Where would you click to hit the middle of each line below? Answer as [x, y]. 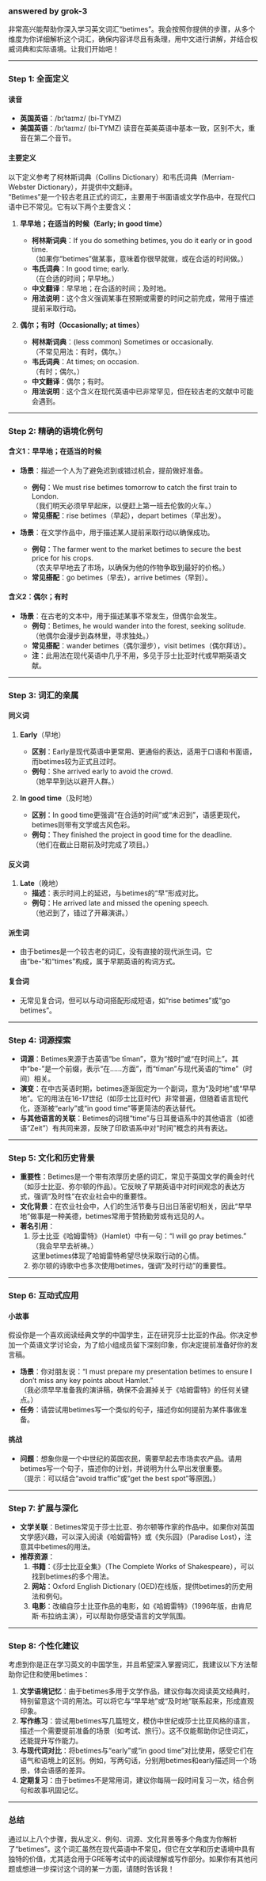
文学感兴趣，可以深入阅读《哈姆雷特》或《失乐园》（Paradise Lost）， [132, 1537]
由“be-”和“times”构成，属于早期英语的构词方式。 [99, 961]
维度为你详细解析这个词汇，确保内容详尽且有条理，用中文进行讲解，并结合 [129, 39]
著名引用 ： [37, 1226]
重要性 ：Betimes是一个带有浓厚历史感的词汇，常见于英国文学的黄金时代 [137, 1176]
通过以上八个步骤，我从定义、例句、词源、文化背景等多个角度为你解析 [123, 1839]
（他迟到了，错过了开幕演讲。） [82, 913]
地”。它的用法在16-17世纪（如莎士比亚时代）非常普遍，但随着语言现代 [134, 1098]
